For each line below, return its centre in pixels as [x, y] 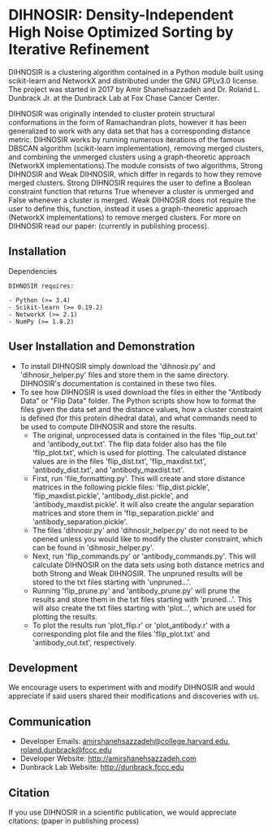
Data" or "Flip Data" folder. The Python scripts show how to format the [138, 401]
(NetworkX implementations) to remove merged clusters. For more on [125, 217]
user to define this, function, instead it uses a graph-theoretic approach [128, 208]
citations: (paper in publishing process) [74, 821]
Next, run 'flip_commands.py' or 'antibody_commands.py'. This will [144, 556]
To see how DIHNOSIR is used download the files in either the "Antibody [141, 392]
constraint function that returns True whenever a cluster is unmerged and [131, 191]
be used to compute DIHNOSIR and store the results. [108, 426]
